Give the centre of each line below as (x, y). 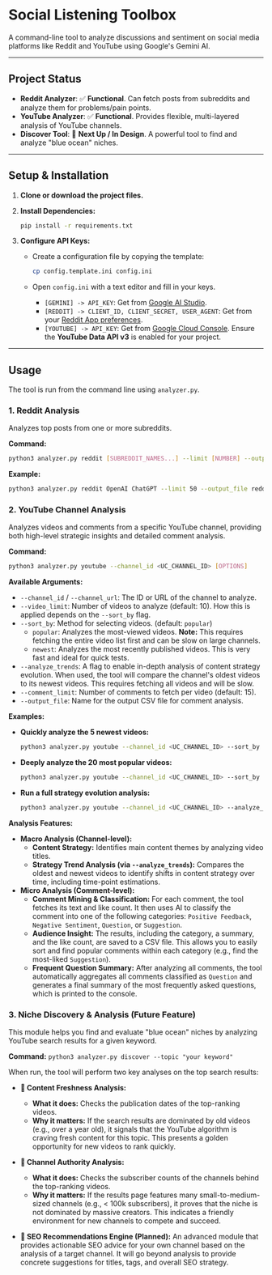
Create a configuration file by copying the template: (118, 257)
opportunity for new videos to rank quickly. (104, 1146)
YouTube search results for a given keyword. (83, 1041)
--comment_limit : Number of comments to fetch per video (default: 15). (138, 692)
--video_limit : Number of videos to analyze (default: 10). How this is (135, 606)
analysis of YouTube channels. (71, 125)
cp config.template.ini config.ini (92, 272)
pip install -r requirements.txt (76, 225)
